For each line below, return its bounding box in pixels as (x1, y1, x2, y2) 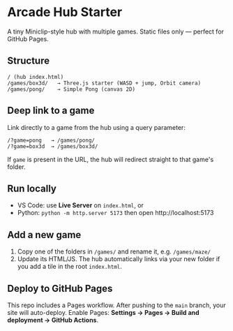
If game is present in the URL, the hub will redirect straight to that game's (7, 155, 214, 163)
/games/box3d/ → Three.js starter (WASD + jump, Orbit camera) (7, 80, 201, 87)
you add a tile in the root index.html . (17, 263, 122, 271)
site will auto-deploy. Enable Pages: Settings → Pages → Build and (7, 309, 200, 316)
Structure (7, 55, 50, 67)
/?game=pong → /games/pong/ (7, 137, 96, 144)
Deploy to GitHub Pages (7, 282, 113, 294)
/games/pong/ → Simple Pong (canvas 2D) (7, 85, 136, 93)
